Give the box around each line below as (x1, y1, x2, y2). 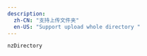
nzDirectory (7, 43, 42, 50)
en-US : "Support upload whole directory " (13, 23, 141, 30)
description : (7, 10, 46, 17)
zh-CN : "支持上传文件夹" (13, 17, 80, 24)
